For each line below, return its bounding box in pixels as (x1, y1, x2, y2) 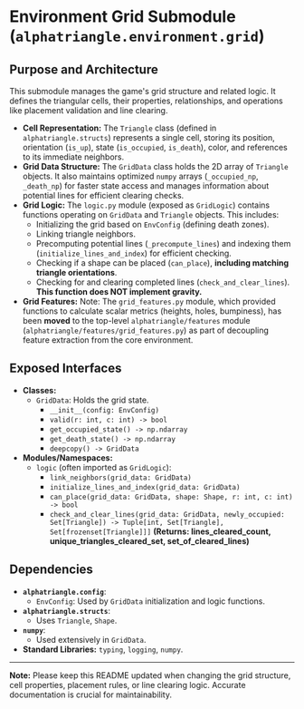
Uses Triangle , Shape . (35, 615, 118, 626)
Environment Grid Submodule (9, 6, 237, 27)
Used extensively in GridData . (35, 634, 147, 645)
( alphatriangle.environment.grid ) (9, 25, 265, 46)
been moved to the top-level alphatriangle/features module (22, 316, 251, 325)
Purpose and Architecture (9, 62, 158, 77)
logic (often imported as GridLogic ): (35, 461, 172, 472)
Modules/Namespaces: (22, 452, 113, 463)
